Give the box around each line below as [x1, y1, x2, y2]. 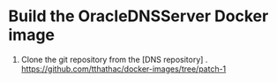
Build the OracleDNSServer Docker [8, 6, 269, 26]
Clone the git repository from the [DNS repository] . [20, 54, 208, 64]
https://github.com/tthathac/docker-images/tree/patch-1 [20, 64, 227, 74]
